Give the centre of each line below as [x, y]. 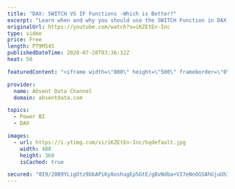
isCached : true [42, 162]
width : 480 [36, 149]
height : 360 [37, 155]
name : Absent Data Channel [53, 91]
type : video [24, 33]
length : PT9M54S [31, 46]
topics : [19, 110]
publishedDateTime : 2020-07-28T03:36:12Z [69, 53]
